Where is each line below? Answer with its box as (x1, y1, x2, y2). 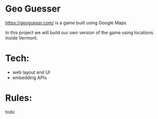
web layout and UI (12, 69, 50, 75)
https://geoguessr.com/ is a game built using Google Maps (5, 20, 126, 26)
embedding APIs (12, 74, 47, 81)
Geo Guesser (5, 3, 61, 15)
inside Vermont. (5, 35, 38, 41)
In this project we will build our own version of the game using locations (5, 29, 153, 35)
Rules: (5, 92, 33, 104)
